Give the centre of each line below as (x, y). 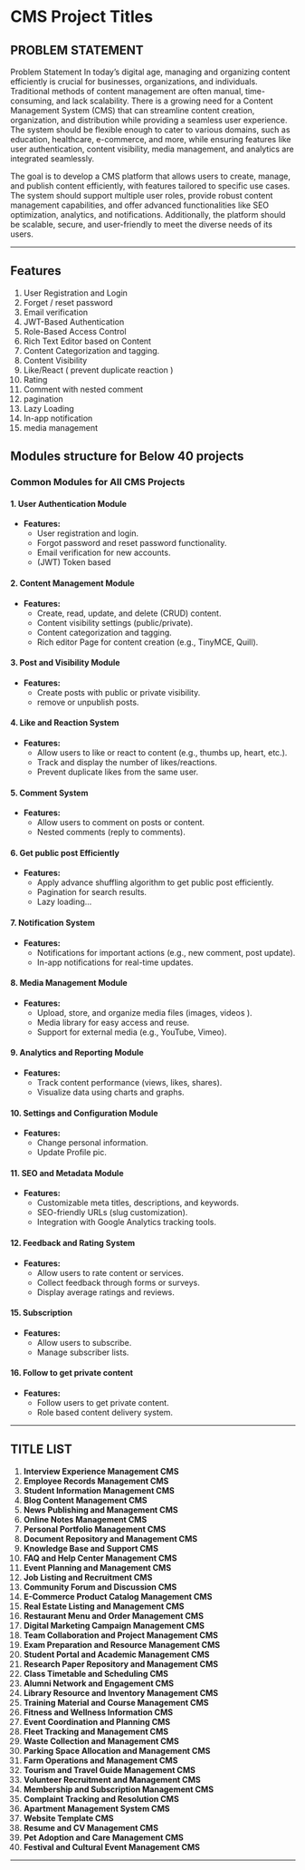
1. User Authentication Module (69, 503)
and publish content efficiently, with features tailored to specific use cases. (150, 186)
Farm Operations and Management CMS (100, 1760)
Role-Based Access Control (75, 331)
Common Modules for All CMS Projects (98, 482)
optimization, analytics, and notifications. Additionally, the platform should (148, 214)
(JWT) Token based (74, 562)
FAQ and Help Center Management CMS (100, 1558)
